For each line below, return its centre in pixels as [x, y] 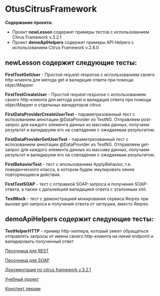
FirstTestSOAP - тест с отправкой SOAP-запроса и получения [69, 184]
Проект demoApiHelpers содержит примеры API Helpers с [73, 42]
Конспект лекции [23, 288]
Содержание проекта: [29, 22]
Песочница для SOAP [27, 260]
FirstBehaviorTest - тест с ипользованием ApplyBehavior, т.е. [68, 164]
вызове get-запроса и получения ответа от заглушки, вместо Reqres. [77, 204]
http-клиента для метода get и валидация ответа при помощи [69, 79]
